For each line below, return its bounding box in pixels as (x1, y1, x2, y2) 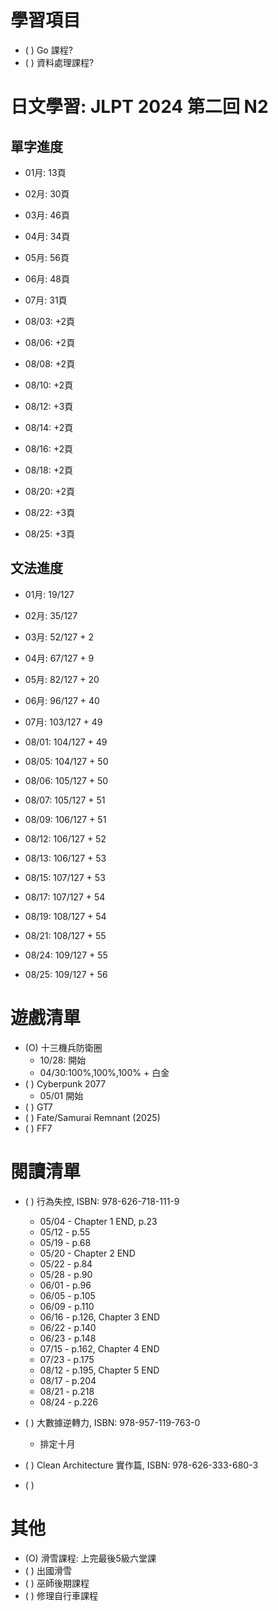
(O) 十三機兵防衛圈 (24, 1041, 103, 1053)
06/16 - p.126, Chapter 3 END (39, 1311, 161, 1323)
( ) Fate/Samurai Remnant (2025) (24, 1111, 161, 1123)
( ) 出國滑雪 (24, 1564, 72, 1576)
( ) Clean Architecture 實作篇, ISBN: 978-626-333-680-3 (24, 1459, 259, 1471)
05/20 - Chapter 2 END (39, 1247, 136, 1259)
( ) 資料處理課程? (24, 56, 95, 68)
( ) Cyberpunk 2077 (24, 1077, 107, 1090)
